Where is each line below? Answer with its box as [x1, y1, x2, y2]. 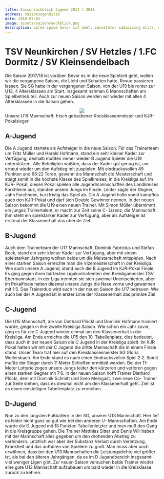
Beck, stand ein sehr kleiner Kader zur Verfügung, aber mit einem [5, 249, 137, 256]
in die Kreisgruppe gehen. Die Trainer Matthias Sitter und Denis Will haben [5, 428, 155, 434]
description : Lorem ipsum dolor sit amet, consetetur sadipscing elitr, [5, 25, 156, 30]
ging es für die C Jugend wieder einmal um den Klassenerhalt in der [5, 328, 142, 334]
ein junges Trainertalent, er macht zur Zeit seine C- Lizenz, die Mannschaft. [5, 207, 157, 213]
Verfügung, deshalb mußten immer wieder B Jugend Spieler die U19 [5, 155, 142, 161]
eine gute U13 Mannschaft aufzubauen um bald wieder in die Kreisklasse [5, 464, 152, 470]
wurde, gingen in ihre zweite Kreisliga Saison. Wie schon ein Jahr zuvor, [5, 324, 150, 329]
